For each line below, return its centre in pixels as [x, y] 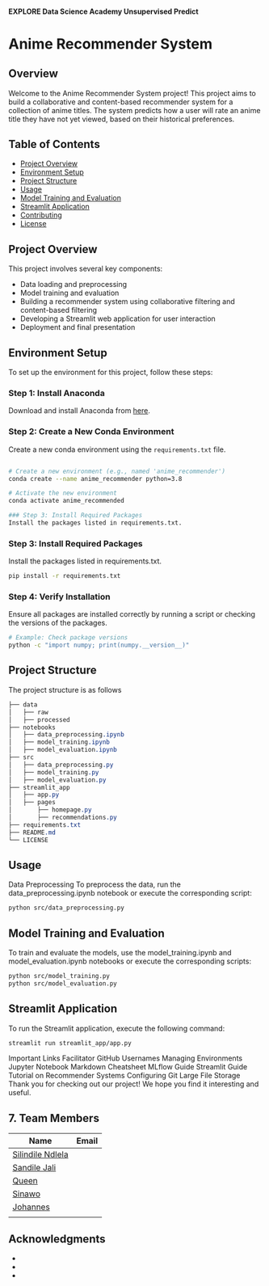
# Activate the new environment [63, 493]
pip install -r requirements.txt [65, 576]
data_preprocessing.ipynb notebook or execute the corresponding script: [130, 893]
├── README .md [32, 833]
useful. [20, 1093]
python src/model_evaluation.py [63, 983]
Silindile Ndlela [40, 1154]
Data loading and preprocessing [74, 285]
